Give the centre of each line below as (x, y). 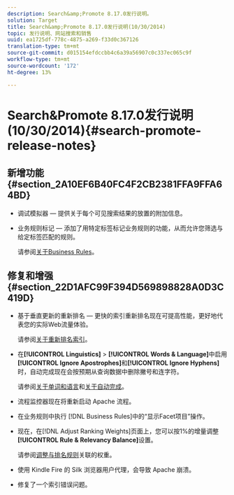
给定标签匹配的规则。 (48, 237)
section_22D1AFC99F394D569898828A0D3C (120, 287)
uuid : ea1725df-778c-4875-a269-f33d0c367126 (73, 40)
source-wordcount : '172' (43, 66)
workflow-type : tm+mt (39, 60)
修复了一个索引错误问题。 (54, 484)
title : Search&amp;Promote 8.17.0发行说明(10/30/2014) (87, 27)
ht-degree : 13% (29, 72)
